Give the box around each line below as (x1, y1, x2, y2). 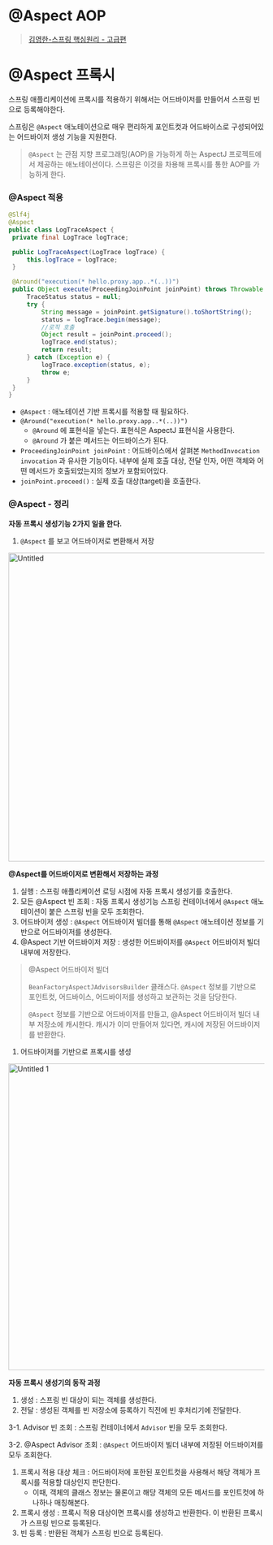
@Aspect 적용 (8, 192, 63, 203)
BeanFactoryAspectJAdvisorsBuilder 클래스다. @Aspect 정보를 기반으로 (28, 981, 257, 991)
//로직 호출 (41, 323, 75, 331)
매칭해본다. (54, 1497, 89, 1507)
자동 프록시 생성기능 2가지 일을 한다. (8, 518, 123, 528)
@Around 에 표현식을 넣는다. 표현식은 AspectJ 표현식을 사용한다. (32, 426, 236, 435)
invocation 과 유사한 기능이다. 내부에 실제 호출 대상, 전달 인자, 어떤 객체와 (19, 456, 256, 465)
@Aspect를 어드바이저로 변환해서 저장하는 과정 (8, 868, 159, 879)
